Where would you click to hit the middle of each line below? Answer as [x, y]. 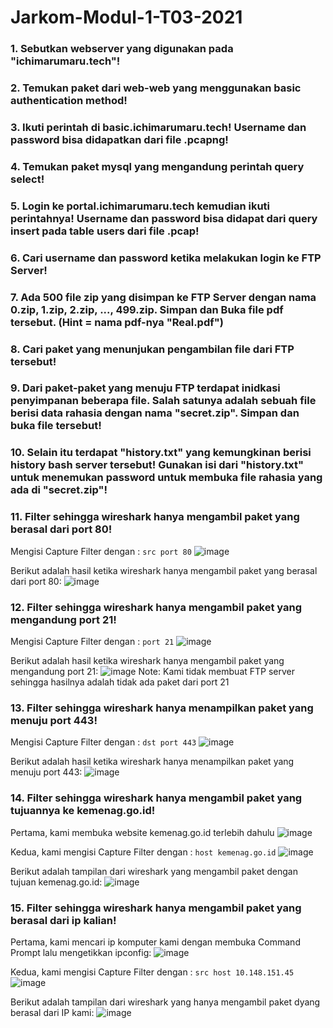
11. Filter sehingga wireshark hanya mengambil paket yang [155, 517]
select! [27, 179]
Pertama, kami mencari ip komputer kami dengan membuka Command [155, 942]
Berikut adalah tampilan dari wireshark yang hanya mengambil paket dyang [165, 1002]
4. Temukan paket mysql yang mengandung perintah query [157, 166]
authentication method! [69, 101]
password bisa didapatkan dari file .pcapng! [119, 139]
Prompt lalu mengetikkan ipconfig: [81, 952]
